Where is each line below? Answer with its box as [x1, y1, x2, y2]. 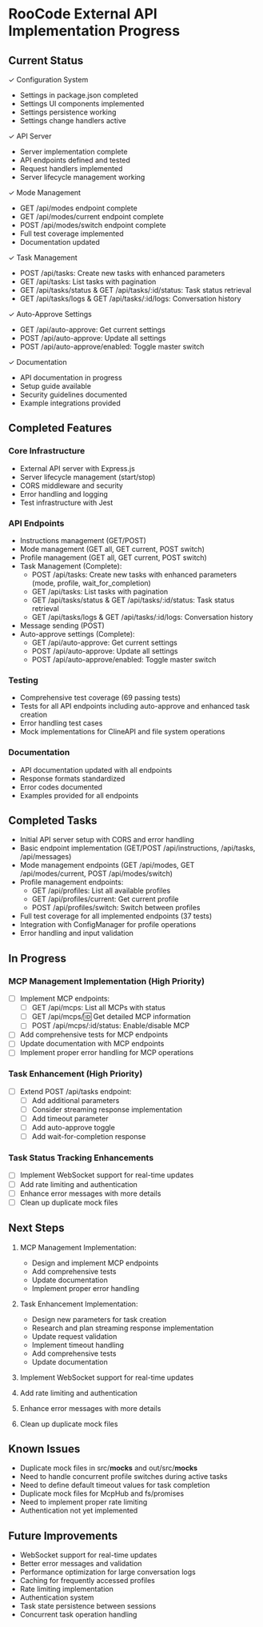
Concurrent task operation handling [19, 1609, 137, 1620]
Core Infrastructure [8, 446, 86, 457]
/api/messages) [19, 852, 72, 861]
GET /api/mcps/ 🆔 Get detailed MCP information [31, 1012, 191, 1021]
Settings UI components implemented [19, 99, 145, 108]
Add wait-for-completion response [31, 1132, 146, 1141]
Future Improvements [8, 1529, 118, 1542]
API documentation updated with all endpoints [19, 765, 173, 774]
